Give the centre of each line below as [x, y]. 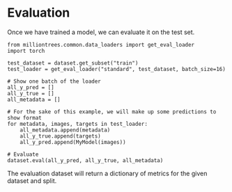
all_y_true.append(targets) [60, 136]
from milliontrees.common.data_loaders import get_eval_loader [101, 45]
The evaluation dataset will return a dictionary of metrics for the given [107, 173]
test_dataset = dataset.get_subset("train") [73, 63]
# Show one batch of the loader [54, 81]
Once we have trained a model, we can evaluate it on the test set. [101, 32]
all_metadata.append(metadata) [65, 130]
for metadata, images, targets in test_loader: [78, 124]
